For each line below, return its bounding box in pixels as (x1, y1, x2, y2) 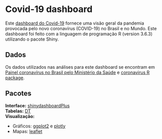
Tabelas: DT (5, 108, 31, 114)
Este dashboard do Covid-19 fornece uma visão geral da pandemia (5, 20, 144, 26)
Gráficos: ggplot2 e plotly (12, 123, 66, 129)
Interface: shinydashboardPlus (5, 102, 70, 108)
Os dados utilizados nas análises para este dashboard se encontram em (5, 64, 155, 70)
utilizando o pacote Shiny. (5, 36, 59, 42)
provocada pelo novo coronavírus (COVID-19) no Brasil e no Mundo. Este (5, 25, 157, 31)
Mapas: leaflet (12, 128, 43, 134)
